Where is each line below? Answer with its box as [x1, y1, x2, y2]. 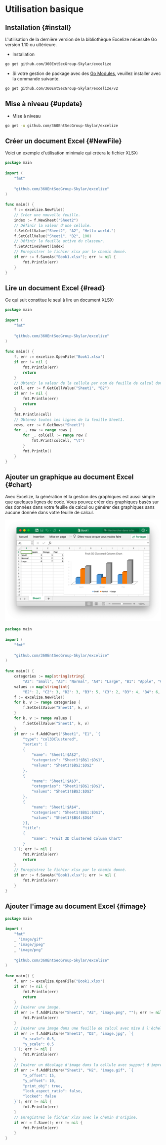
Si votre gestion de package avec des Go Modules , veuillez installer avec [12, 70, 161, 76]
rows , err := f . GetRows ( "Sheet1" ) [14, 422, 85, 427]
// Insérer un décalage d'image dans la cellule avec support [14, 1063, 145, 1068]
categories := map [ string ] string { [14, 674, 85, 679]
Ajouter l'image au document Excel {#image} [5, 902, 147, 911]
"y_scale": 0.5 [23, 1041, 54, 1047]
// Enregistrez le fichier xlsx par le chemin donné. [14, 868, 127, 873]
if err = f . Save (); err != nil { [14, 1120, 83, 1125]
